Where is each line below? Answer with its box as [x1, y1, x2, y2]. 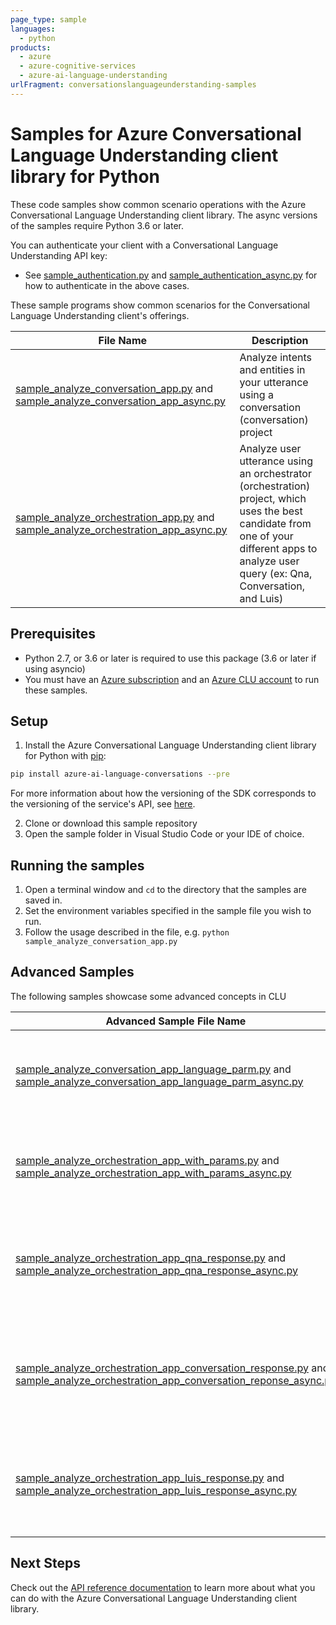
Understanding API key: [10, 249, 108, 261]
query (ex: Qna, [239, 566, 313, 580]
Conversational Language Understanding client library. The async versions [10, 209, 318, 221]
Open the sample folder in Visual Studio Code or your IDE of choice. [24, 828, 305, 840]
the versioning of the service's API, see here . [10, 798, 196, 810]
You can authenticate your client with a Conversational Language [10, 239, 279, 251]
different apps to [239, 541, 318, 555]
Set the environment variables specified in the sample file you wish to [24, 905, 312, 916]
